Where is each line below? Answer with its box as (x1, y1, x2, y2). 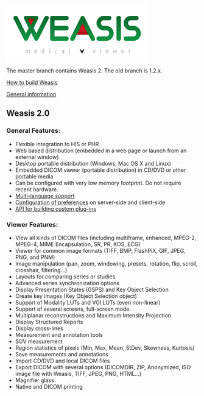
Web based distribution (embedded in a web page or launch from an (15, 147, 187, 154)
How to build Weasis (6, 79, 58, 86)
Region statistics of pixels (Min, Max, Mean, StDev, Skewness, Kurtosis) (15, 344, 195, 352)
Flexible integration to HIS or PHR (15, 140, 99, 147)
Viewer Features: (6, 220, 58, 228)
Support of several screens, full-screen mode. (15, 305, 132, 313)
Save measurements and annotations (15, 350, 108, 358)
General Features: (6, 127, 61, 135)
